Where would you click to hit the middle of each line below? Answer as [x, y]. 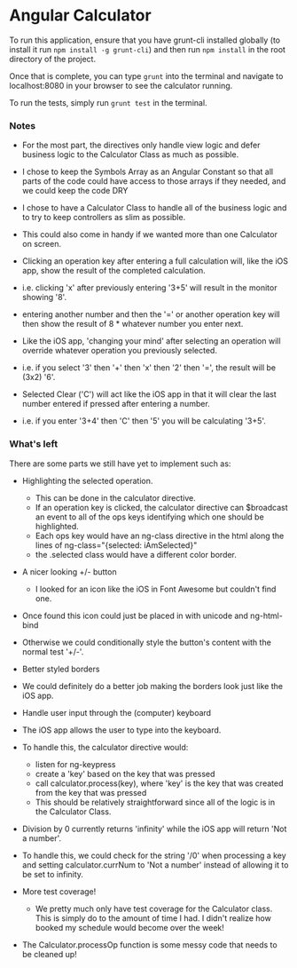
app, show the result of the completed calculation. [113, 271]
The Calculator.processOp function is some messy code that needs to [149, 944]
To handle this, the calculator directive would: [105, 747]
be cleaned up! [49, 954]
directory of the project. [52, 59]
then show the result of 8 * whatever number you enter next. [133, 324]
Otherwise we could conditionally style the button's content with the [147, 642]
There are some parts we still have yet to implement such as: [120, 464]
